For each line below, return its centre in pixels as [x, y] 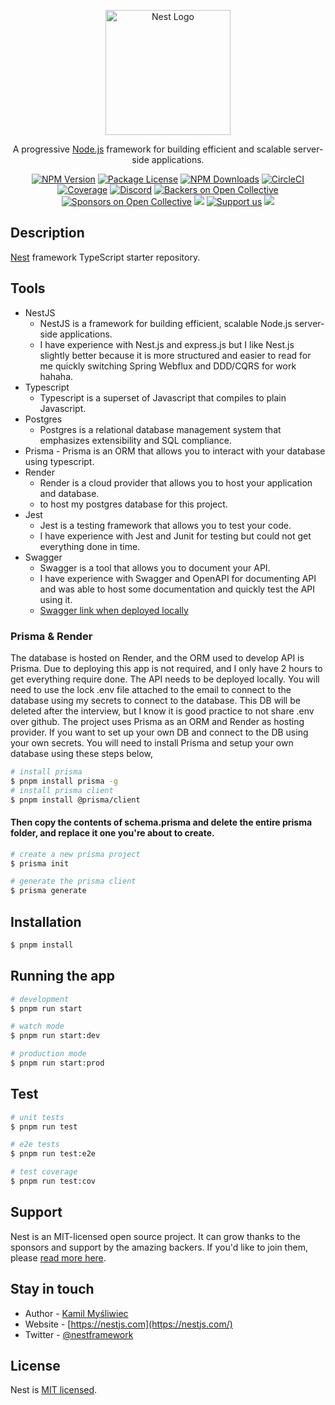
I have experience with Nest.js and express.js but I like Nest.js [167, 344]
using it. [56, 599]
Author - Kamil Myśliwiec [76, 1313]
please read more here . [58, 1257]
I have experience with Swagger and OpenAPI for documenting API [178, 578]
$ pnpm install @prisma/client [75, 800]
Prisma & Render [51, 636]
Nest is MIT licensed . [54, 1390]
